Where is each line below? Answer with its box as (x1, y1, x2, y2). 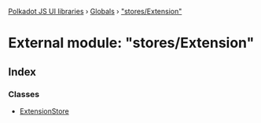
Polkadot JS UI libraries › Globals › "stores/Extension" (8, 7, 182, 16)
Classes (8, 89, 40, 99)
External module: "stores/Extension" (8, 34, 255, 52)
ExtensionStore (19, 106, 69, 116)
